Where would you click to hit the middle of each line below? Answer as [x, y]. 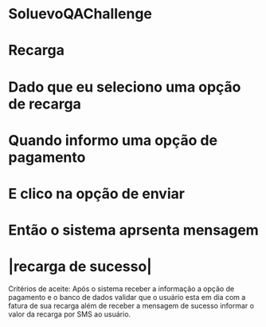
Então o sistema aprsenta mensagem [133, 230]
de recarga [45, 104]
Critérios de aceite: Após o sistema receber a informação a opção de [121, 289]
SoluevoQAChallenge [80, 14]
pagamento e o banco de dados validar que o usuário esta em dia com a [127, 297]
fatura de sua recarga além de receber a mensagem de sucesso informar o [131, 306]
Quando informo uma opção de [113, 140]
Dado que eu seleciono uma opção [125, 87]
